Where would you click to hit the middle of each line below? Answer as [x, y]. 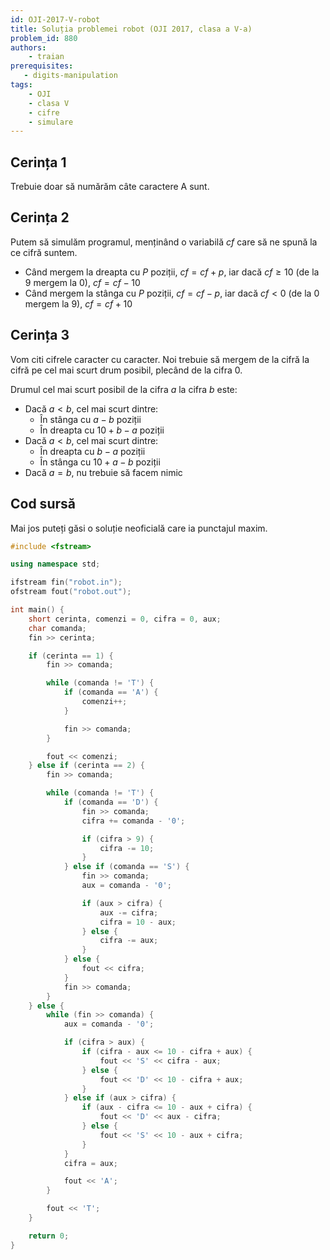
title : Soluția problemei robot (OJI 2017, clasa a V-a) [131, 29]
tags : [21, 85]
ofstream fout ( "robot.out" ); [71, 592]
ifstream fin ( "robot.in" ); [66, 582]
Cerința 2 [40, 217]
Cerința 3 [40, 335]
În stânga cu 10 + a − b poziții [100, 462]
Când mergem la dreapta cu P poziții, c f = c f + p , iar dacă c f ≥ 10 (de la [172, 272]
